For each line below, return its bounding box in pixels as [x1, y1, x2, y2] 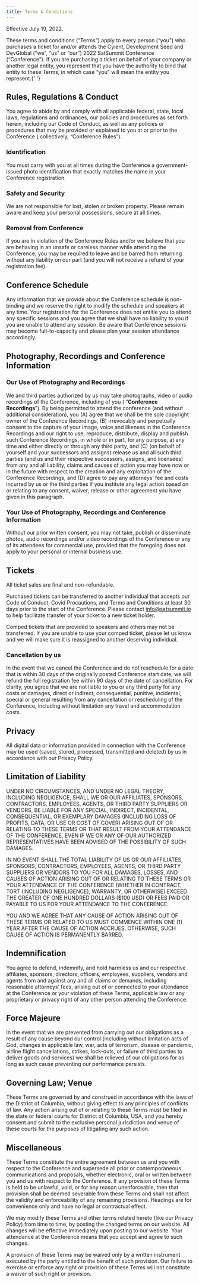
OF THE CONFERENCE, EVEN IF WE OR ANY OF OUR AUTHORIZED [6, 832, 172, 839]
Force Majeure [6, 1013, 61, 1023]
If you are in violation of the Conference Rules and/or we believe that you [6, 237, 185, 244]
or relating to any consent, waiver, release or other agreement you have [6, 486, 181, 494]
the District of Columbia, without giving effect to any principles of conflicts [6, 1100, 188, 1107]
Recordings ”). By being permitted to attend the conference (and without [6, 404, 183, 411]
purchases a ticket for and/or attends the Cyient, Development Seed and [6, 43, 184, 50]
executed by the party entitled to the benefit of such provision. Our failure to [6, 1257, 193, 1265]
